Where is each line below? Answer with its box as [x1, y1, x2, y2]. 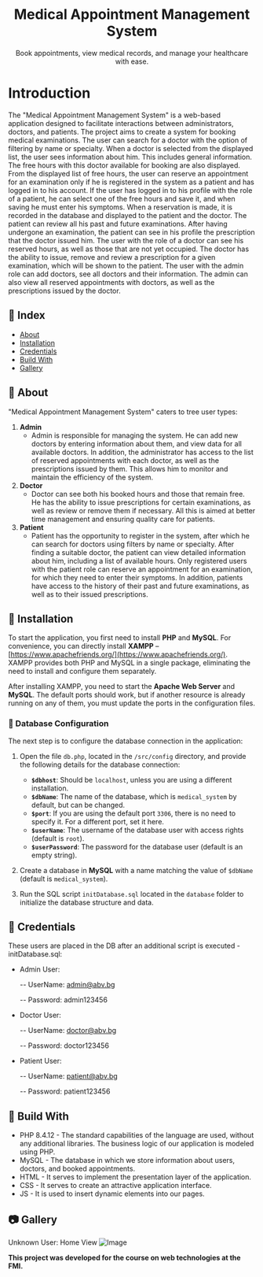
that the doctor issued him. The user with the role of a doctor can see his [8, 235, 244, 245]
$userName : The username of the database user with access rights [31, 825, 244, 835]
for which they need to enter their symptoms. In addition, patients [31, 572, 243, 582]
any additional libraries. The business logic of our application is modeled [19, 1139, 254, 1149]
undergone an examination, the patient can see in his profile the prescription [8, 227, 255, 237]
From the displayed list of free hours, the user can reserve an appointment [8, 168, 249, 178]
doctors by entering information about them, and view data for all [31, 439, 242, 448]
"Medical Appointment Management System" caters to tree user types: [8, 407, 238, 416]
